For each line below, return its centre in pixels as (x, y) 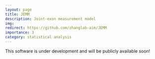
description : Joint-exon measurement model (51, 19)
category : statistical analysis (38, 37)
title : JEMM (17, 14)
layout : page (19, 10)
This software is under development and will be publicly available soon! (78, 51)
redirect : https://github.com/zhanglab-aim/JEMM (56, 28)
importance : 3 (20, 32)
